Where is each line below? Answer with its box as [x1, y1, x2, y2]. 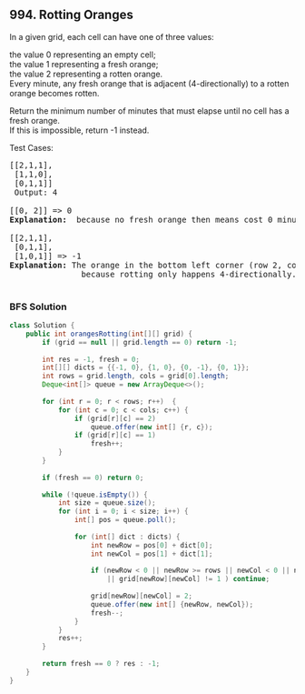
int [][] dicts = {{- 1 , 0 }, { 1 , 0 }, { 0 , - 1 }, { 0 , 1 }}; [42, 363, 250, 372]
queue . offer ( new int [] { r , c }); [90, 422, 213, 431]
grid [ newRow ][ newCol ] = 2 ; [90, 591, 193, 601]
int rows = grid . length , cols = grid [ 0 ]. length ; [42, 372, 230, 381]
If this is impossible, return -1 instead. [9, 125, 150, 136]
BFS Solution [9, 300, 68, 313]
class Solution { [9, 321, 75, 330]
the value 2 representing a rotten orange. [9, 68, 163, 79]
